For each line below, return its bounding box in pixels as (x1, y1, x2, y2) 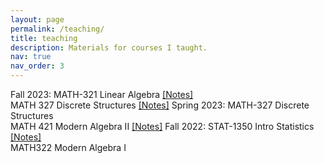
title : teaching (10, 33, 78, 43)
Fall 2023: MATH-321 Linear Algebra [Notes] (10, 89, 194, 100)
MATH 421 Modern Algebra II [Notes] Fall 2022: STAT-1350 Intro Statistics (10, 121, 315, 132)
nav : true (10, 52, 52, 62)
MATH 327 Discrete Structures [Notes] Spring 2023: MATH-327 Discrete (10, 99, 310, 111)
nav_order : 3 (10, 61, 65, 71)
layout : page (10, 14, 65, 25)
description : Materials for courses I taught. (10, 42, 208, 53)
